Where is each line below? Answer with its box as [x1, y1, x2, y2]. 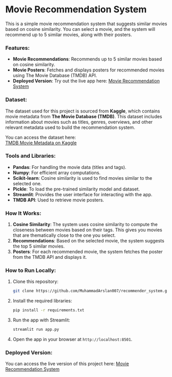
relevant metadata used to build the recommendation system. [5, 124, 136, 130]
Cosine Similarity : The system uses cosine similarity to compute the [12, 221, 158, 228]
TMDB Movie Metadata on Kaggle [5, 140, 77, 146]
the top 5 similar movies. [12, 243, 65, 250]
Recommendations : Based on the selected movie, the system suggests [12, 238, 164, 244]
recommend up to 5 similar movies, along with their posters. [5, 31, 132, 37]
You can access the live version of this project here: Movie [5, 361, 129, 367]
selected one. [12, 180, 42, 186]
